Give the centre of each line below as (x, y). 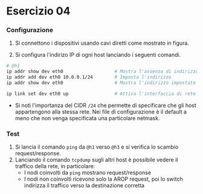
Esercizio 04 (38, 11)
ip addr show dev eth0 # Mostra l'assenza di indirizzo (102, 72)
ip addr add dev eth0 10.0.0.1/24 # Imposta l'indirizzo (89, 77)
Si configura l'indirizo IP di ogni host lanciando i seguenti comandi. (98, 55)
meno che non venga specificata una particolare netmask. (87, 118)
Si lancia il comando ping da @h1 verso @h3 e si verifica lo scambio (97, 147)
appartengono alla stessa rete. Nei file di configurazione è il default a (101, 112)
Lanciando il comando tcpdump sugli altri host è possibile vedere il (96, 160)
